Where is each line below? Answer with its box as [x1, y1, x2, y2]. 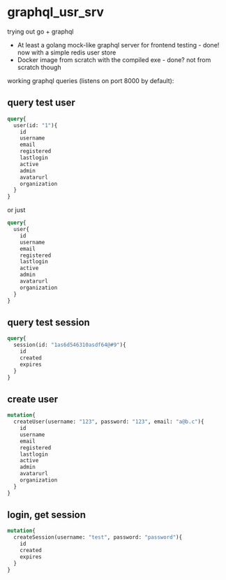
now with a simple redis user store [17, 48, 116, 57]
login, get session [7, 509, 86, 521]
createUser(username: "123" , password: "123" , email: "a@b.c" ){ [13, 418, 204, 426]
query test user [7, 97, 75, 109]
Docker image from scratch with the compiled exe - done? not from [17, 55, 211, 64]
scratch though [17, 63, 61, 71]
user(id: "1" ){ [13, 121, 58, 129]
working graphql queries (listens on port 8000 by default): [7, 76, 174, 84]
